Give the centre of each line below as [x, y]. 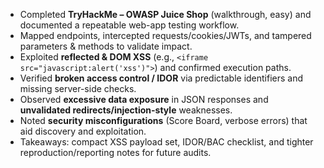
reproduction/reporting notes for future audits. [115, 152]
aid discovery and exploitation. [83, 131]
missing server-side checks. [78, 88]
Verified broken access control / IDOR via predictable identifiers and [161, 78]
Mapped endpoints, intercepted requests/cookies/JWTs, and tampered [165, 35]
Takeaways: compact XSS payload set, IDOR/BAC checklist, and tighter [166, 142]
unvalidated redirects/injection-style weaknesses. [126, 110]
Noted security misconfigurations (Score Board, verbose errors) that [163, 120]
